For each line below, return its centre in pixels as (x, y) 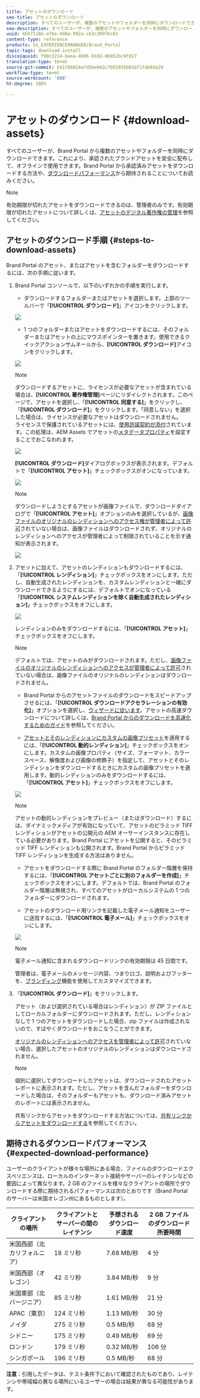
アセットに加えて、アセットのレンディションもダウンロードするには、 (100, 567)
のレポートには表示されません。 (54, 1103)
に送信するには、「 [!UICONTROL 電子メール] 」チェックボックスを (104, 918)
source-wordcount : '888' (37, 78)
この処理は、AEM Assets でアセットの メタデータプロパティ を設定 (105, 432)
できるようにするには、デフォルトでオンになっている (106, 590)
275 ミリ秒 (69, 1324)
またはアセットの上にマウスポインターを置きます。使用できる (110, 337)
